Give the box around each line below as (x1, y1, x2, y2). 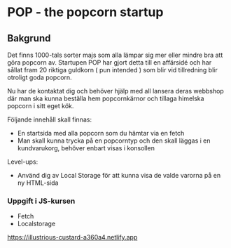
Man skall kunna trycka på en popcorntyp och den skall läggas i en (17, 136, 211, 145)
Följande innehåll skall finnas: (7, 115, 92, 124)
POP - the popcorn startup (7, 4, 164, 20)
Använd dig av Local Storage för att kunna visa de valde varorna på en (17, 171, 221, 179)
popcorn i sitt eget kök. (7, 102, 74, 110)
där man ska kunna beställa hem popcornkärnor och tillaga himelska (7, 94, 204, 103)
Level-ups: (7, 157, 38, 166)
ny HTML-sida (17, 178, 59, 187)
